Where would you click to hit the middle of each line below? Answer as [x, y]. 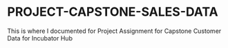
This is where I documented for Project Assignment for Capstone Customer [114, 31]
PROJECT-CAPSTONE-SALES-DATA [113, 12]
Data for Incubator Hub [40, 38]
